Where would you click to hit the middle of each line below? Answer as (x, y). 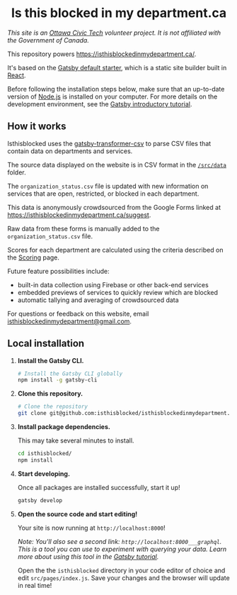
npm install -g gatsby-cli (57, 380)
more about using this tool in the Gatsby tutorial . (88, 556)
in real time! (35, 585)
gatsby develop (40, 500)
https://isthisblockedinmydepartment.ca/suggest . (79, 215)
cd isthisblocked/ (45, 454)
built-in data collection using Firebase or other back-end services (113, 284)
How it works (37, 127)
